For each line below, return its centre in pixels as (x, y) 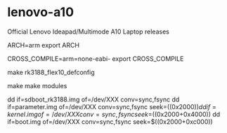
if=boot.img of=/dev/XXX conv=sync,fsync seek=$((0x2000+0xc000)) (110, 121)
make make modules (37, 85)
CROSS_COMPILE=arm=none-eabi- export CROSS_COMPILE (96, 58)
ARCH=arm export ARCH (43, 45)
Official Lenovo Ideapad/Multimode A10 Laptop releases (89, 31)
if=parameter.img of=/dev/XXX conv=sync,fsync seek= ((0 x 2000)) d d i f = (112, 106)
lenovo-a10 (41, 12)
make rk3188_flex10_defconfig (51, 72)
